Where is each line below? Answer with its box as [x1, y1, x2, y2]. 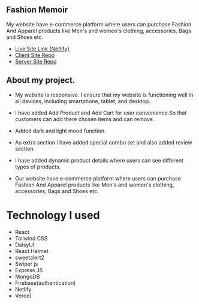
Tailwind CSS [14, 234, 48, 242]
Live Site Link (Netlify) [14, 45, 70, 52]
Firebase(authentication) [14, 279, 76, 287]
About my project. [6, 75, 76, 86]
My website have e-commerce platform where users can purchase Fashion [6, 20, 192, 28]
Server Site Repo [14, 58, 57, 65]
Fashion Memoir [6, 5, 68, 15]
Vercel [14, 292, 31, 299]
